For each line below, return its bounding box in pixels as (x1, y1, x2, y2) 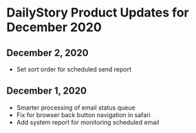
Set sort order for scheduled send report (16, 65, 132, 73)
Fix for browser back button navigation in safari (16, 110, 151, 119)
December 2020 (6, 19, 102, 35)
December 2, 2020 (6, 47, 89, 59)
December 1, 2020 (6, 85, 87, 97)
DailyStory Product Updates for (6, 5, 190, 21)
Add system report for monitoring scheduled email (16, 118, 160, 126)
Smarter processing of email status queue (16, 103, 135, 112)
